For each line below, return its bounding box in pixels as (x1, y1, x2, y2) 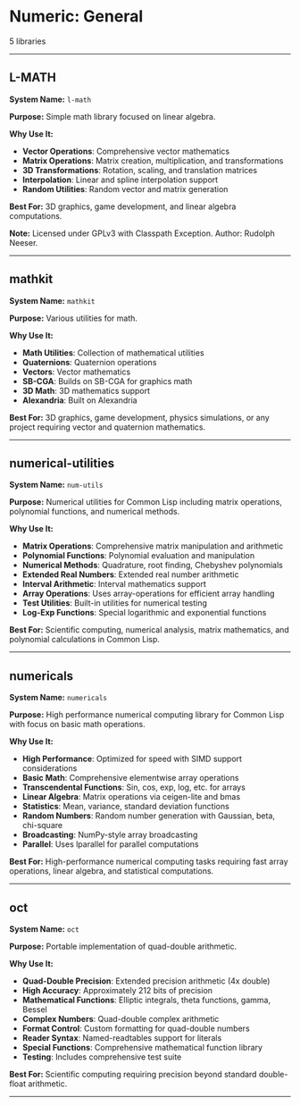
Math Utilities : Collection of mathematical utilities (21, 347, 204, 358)
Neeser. (9, 237, 38, 247)
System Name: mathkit (9, 295, 96, 306)
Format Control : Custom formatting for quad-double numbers (21, 1023, 250, 1034)
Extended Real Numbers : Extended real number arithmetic (21, 569, 239, 580)
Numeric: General (9, 6, 144, 27)
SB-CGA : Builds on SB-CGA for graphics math (21, 375, 193, 386)
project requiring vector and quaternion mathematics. (9, 422, 206, 432)
